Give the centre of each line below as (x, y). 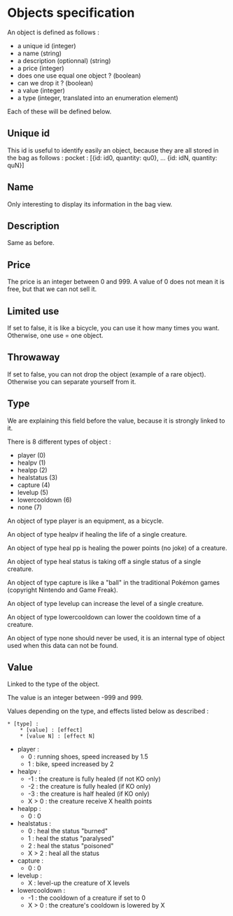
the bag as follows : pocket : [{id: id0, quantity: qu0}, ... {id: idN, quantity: (112, 157)
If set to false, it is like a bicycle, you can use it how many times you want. (113, 328)
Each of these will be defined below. (59, 111)
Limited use (33, 311)
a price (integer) (41, 68)
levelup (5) (33, 492)
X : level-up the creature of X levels (79, 883)
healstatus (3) (37, 477)
